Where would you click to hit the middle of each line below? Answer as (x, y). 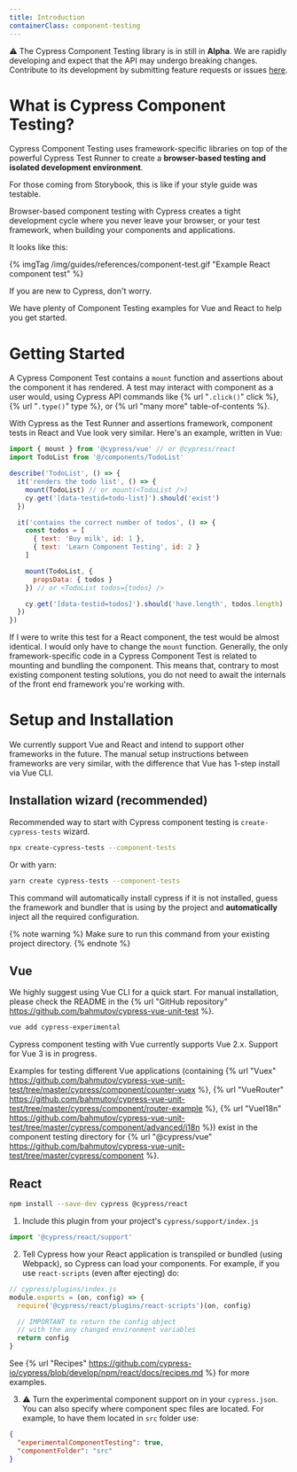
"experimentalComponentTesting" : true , (91, 1442)
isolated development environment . (76, 167)
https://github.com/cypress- (140, 1363)
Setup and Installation (92, 720)
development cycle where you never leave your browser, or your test (135, 221)
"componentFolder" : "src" (65, 1451)
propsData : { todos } (73, 580)
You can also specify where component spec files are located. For (143, 1409)
